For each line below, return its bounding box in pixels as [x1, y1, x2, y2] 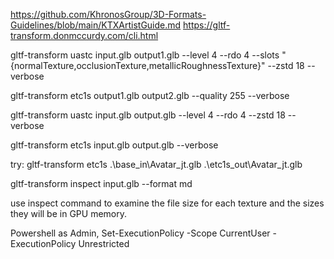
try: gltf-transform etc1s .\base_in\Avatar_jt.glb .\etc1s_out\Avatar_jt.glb [10, 159, 303, 170]
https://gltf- [183, 19, 231, 31]
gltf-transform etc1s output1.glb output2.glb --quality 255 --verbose [10, 90, 290, 101]
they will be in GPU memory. [10, 208, 127, 219]
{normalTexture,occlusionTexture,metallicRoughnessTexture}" [10, 60, 266, 71]
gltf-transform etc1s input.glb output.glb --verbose [10, 139, 219, 151]
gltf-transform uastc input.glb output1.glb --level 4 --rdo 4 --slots [10, 49, 280, 61]
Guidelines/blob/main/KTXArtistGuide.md [10, 19, 182, 31]
